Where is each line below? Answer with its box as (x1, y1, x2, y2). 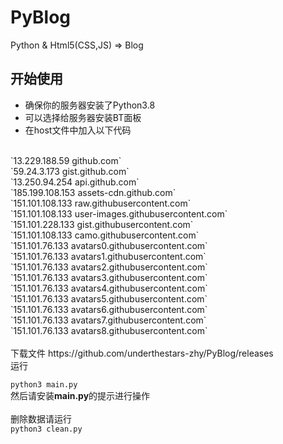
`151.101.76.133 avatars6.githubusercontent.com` (10, 303, 208, 315)
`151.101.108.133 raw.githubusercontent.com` (10, 197, 192, 209)
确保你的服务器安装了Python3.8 (24, 99, 156, 111)
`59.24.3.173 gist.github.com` (10, 165, 130, 177)
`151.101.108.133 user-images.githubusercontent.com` (10, 207, 228, 220)
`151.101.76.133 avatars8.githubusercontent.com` (10, 324, 208, 336)
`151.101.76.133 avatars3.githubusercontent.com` (10, 271, 208, 283)
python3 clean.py (10, 424, 83, 434)
